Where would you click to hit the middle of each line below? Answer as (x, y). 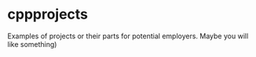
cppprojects (48, 14)
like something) (32, 44)
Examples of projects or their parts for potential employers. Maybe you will (128, 36)
